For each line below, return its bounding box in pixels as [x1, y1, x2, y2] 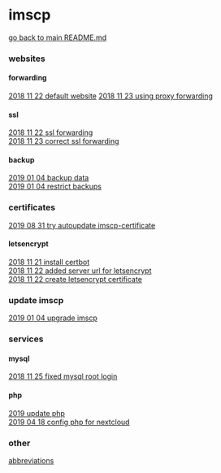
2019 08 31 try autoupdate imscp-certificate [8, 220, 156, 230]
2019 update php [8, 408, 65, 418]
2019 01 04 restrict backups [8, 181, 102, 192]
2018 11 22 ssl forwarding [8, 128, 93, 137]
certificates [8, 202, 55, 213]
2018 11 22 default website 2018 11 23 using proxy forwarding [8, 91, 214, 101]
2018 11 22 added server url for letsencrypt [8, 266, 152, 276]
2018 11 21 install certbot [8, 257, 90, 267]
